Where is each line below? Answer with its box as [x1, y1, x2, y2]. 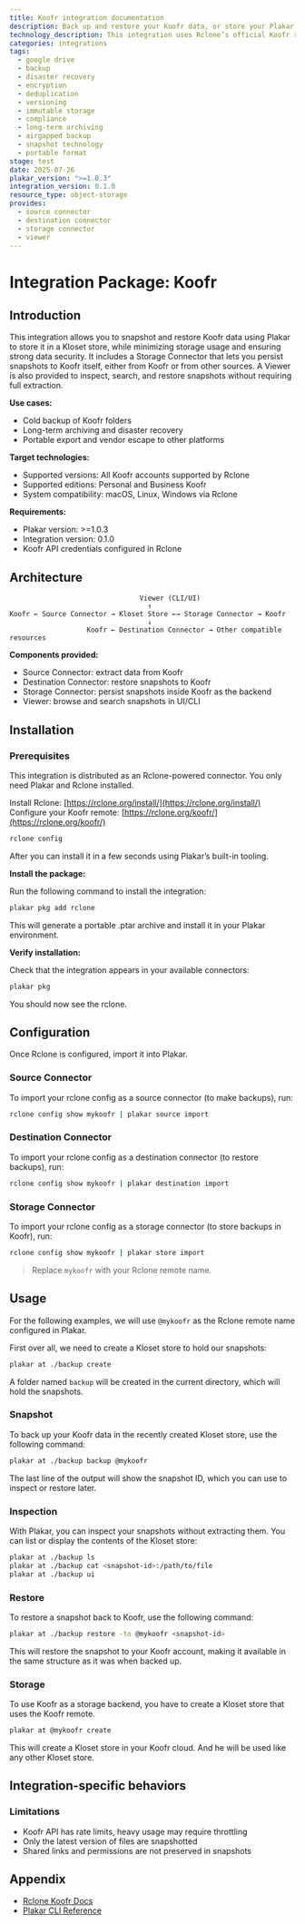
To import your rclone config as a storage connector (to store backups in [9, 1221, 281, 1232]
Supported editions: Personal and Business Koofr [22, 479, 207, 490]
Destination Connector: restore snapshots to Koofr [22, 677, 212, 688]
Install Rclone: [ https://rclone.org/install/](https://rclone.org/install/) [9, 797, 261, 808]
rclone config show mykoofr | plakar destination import [9, 1179, 230, 1188]
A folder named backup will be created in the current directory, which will [9, 1376, 280, 1387]
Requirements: [9, 506, 66, 517]
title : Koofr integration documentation [9, 13, 165, 23]
